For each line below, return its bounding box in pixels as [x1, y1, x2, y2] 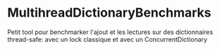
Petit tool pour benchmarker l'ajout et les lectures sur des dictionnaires [7, 28, 214, 36]
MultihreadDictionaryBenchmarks [7, 5, 212, 21]
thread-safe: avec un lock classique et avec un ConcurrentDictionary [7, 35, 208, 43]
